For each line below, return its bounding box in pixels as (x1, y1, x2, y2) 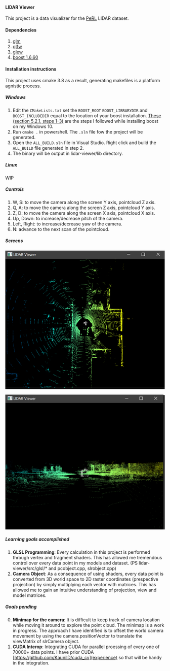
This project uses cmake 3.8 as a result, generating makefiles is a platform (5, 77, 160, 83)
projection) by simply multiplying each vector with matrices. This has (12, 581, 156, 587)
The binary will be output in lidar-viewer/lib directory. (12, 150, 123, 156)
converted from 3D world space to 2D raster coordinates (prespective (12, 576, 158, 582)
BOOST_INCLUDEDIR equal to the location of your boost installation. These (12, 112, 161, 119)
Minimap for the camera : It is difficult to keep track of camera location (12, 617, 160, 623)
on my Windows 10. (12, 123, 54, 129)
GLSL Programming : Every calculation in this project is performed (12, 549, 150, 555)
